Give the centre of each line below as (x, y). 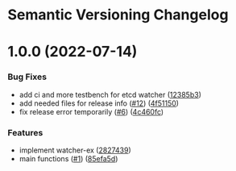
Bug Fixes (27, 77)
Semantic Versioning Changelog (118, 15)
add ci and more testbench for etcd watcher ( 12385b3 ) (110, 94)
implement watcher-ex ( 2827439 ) (75, 150)
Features (25, 132)
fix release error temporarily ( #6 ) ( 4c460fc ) (91, 111)
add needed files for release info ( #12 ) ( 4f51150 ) (99, 103)
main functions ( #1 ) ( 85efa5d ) (68, 158)
